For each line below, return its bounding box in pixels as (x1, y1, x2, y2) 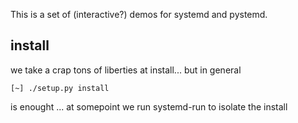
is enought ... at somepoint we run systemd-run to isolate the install (10, 100, 288, 113)
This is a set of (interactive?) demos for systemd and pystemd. (10, 9, 268, 20)
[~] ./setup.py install (10, 83, 110, 93)
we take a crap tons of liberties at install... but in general (10, 64, 242, 76)
